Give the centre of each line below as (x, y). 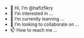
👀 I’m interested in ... (32, 13)
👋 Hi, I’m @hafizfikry (32, 8)
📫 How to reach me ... (34, 30)
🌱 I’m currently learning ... (37, 19)
